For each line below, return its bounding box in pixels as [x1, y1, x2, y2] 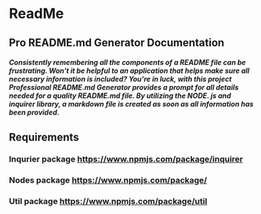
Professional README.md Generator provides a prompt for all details [9, 83, 239, 92]
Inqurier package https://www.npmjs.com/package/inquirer [9, 154, 244, 165]
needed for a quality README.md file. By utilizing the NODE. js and [9, 91, 232, 100]
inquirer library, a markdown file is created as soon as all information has [9, 100, 254, 109]
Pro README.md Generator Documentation [9, 36, 225, 49]
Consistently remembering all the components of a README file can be [9, 58, 246, 67]
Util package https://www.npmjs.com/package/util [9, 196, 208, 207]
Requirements [9, 130, 79, 143]
